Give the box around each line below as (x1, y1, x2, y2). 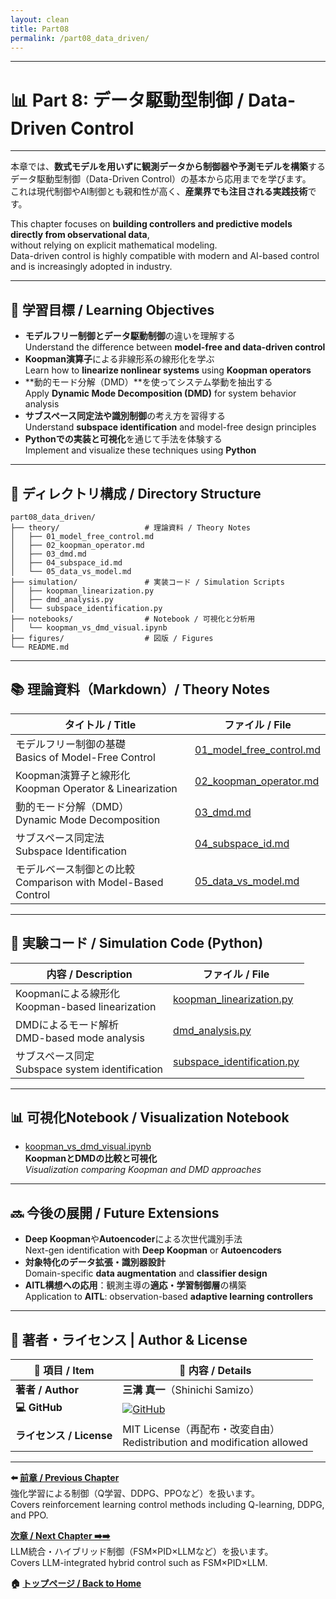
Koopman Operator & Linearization (15, 781, 178, 795)
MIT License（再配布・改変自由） (122, 1422, 281, 1436)
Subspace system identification (15, 1062, 164, 1076)
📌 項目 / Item (33, 1364, 95, 1377)
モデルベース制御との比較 (15, 862, 136, 876)
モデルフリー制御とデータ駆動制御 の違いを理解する (24, 330, 236, 342)
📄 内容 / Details (178, 1364, 252, 1377)
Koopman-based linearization (15, 999, 157, 1013)
